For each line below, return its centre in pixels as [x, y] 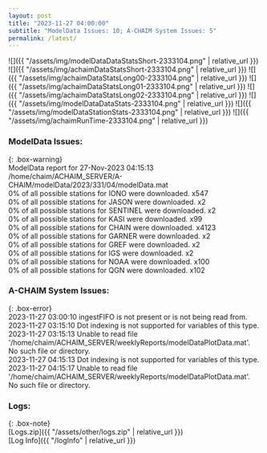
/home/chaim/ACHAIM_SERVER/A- [65, 176]
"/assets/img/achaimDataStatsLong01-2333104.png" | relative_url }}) [132, 87]
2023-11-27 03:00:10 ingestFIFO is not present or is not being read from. [128, 316]
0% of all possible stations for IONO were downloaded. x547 [108, 193]
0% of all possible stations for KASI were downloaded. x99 [105, 218]
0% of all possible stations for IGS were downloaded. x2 [101, 253]
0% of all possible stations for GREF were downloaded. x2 [104, 244]
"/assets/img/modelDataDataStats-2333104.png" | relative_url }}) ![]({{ [135, 104]
